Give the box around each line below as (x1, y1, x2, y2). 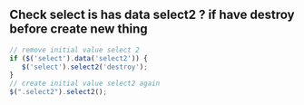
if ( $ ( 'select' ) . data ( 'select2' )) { (9, 53, 148, 62)
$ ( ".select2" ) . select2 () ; (9, 88, 107, 97)
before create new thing (9, 22, 148, 37)
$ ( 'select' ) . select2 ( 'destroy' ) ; (21, 62, 148, 72)
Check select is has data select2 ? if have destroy (9, 7, 295, 23)
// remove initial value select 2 (9, 45, 141, 54)
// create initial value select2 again (9, 79, 161, 89)
